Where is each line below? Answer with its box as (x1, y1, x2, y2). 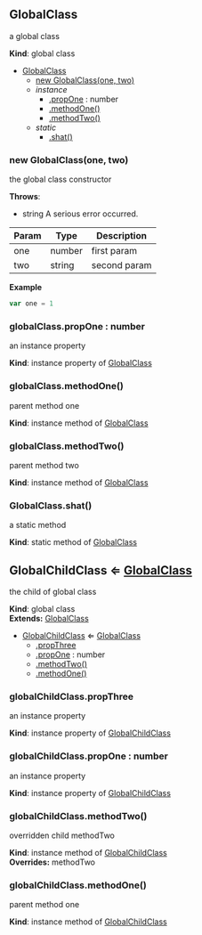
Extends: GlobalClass (9, 613, 89, 623)
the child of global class (9, 586, 97, 597)
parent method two (9, 459, 80, 470)
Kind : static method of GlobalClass (9, 537, 138, 548)
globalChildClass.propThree (9, 690, 133, 703)
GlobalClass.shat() (9, 499, 93, 511)
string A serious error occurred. (21, 208, 139, 219)
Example (9, 282, 43, 293)
